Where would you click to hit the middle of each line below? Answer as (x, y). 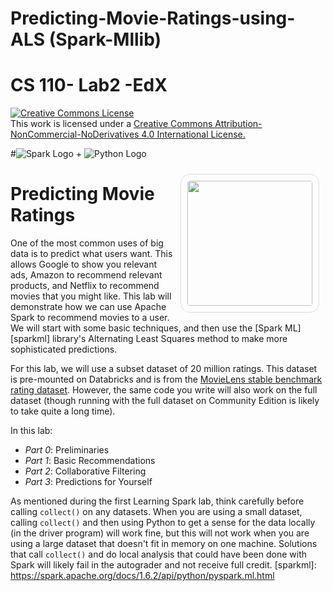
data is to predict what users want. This (91, 254)
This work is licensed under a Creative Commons (111, 124)
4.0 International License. (193, 134)
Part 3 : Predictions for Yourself (88, 482)
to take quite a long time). (63, 411)
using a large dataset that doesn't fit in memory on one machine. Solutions (164, 544)
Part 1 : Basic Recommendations (90, 461)
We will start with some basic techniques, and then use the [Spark (146, 328)
